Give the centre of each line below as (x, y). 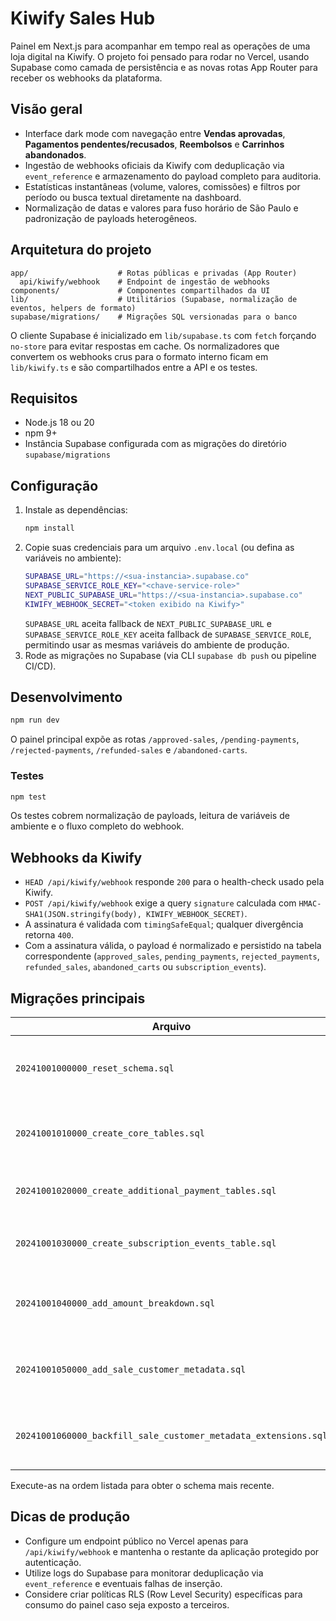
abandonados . (55, 154)
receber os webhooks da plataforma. (86, 78)
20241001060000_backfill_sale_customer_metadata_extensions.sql (171, 1436)
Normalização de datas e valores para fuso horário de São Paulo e (161, 208)
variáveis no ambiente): (73, 558)
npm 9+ (41, 433)
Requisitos (44, 398)
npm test (28, 797)
